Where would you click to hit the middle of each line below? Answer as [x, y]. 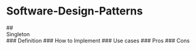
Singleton [18, 34]
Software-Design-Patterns [75, 11]
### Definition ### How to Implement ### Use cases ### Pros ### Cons [98, 40]
